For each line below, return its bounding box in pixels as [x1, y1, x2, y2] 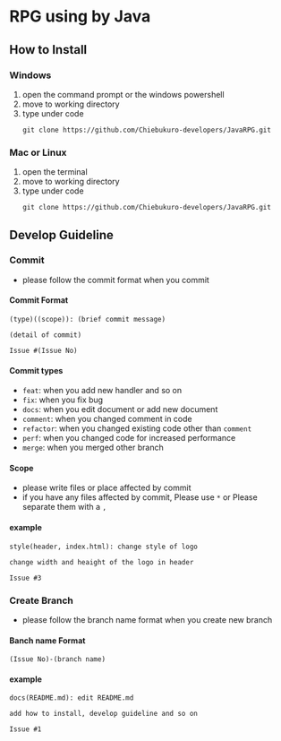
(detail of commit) [9, 331, 82, 340]
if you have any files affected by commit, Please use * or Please [21, 492, 258, 503]
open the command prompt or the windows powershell [21, 89, 226, 99]
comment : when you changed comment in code [21, 414, 192, 425]
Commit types [9, 365, 64, 375]
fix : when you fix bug [21, 394, 104, 405]
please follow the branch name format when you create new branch [21, 614, 273, 625]
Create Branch [9, 594, 73, 607]
